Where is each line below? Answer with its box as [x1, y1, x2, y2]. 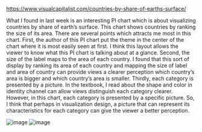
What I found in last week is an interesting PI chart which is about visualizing [6, 17, 196, 24]
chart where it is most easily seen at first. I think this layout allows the [6, 42, 179, 50]
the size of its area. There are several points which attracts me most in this [6, 30, 192, 37]
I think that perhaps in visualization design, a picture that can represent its [6, 101, 190, 108]
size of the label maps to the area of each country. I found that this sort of [6, 56, 190, 62]
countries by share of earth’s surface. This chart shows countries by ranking [6, 24, 196, 30]
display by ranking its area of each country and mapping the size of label [6, 62, 188, 69]
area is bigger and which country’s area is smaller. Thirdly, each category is [6, 75, 194, 82]
